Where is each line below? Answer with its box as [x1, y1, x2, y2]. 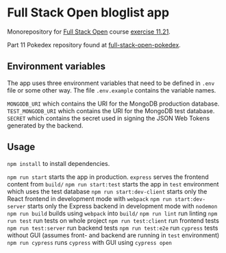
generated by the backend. [7, 121, 84, 130]
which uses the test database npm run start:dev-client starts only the [7, 187, 208, 195]
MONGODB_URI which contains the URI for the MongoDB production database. [7, 99, 220, 108]
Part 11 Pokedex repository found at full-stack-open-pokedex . [7, 40, 181, 49]
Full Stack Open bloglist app [7, 5, 170, 21]
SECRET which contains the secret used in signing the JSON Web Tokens [7, 114, 210, 122]
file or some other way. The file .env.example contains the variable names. [7, 86, 216, 94]
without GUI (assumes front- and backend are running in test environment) [7, 231, 220, 239]
